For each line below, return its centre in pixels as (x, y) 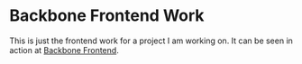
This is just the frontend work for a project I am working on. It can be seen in (151, 41)
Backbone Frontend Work (107, 16)
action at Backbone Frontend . (64, 50)
